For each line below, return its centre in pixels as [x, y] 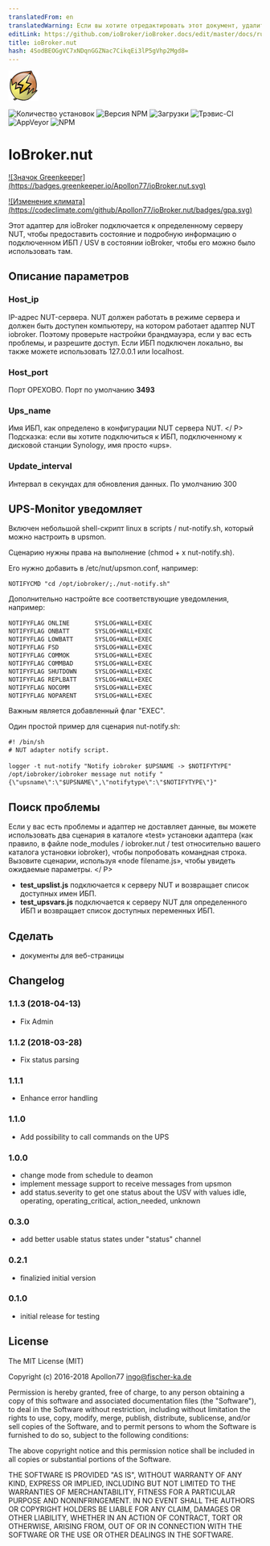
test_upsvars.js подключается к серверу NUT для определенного [133, 902]
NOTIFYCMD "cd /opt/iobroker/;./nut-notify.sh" [90, 584]
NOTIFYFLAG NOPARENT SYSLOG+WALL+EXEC [80, 696]
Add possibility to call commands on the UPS [94, 1137]
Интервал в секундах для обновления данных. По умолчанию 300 [123, 484]
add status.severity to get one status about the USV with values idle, [133, 1192]
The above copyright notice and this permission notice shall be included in [131, 1450]
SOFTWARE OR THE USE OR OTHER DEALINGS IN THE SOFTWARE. [121, 1535]
